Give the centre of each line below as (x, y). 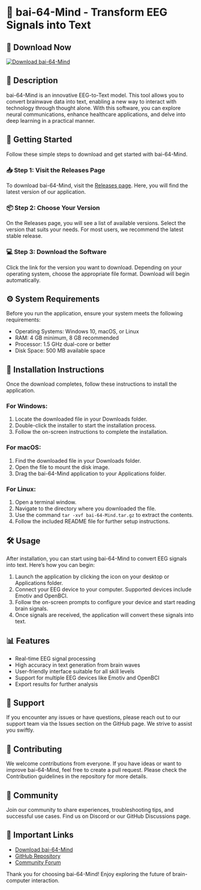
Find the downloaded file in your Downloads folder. (78, 460)
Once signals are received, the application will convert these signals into (104, 615)
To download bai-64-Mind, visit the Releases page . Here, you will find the (97, 185)
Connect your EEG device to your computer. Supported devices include (103, 589)
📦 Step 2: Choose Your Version (53, 208)
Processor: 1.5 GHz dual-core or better (63, 344)
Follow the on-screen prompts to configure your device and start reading (105, 602)
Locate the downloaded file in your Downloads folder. (81, 419)
